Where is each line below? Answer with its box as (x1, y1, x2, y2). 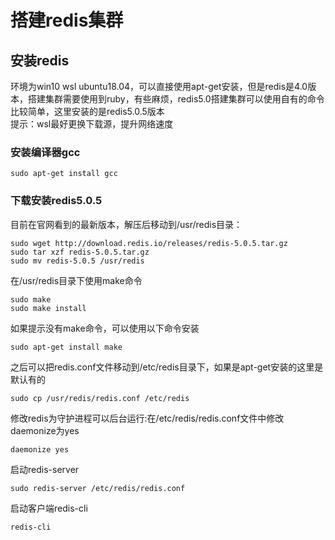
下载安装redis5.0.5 (10, 194, 103, 208)
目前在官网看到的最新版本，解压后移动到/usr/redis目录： (10, 218, 243, 230)
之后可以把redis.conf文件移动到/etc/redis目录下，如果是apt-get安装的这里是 (10, 361, 324, 373)
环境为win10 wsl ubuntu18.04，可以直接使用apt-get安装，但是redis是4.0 (10, 81, 308, 92)
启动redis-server (10, 463, 80, 475)
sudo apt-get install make (10, 342, 123, 352)
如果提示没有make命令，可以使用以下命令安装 (10, 322, 200, 334)
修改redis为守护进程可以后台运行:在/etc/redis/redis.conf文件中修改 (10, 412, 285, 424)
